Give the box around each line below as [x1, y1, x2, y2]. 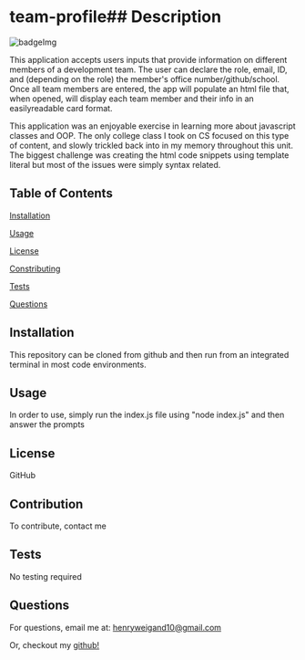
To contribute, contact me [9, 520, 107, 531]
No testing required [9, 571, 82, 581]
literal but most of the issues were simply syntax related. [9, 159, 221, 170]
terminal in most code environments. [9, 359, 147, 370]
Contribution [9, 496, 84, 512]
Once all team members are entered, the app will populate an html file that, [9, 83, 290, 94]
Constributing [9, 263, 61, 274]
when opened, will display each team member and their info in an [9, 93, 255, 104]
